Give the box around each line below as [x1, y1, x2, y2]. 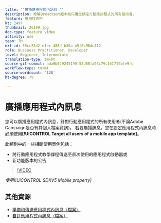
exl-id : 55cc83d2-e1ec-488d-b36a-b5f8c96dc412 [5, 43, 101, 48]
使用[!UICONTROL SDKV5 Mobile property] [5, 177, 92, 183]
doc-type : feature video [5, 30, 55, 34]
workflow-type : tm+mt [5, 66, 49, 71]
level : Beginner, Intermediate [5, 52, 69, 57]
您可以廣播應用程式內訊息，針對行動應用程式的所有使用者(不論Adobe [5, 119, 143, 124]
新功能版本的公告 [12, 157, 47, 163]
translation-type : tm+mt [5, 57, 55, 62]
